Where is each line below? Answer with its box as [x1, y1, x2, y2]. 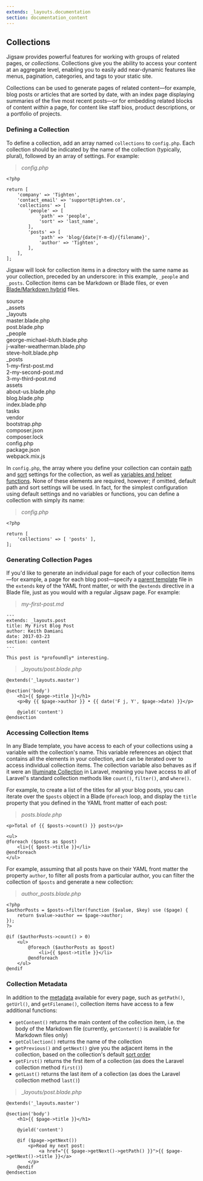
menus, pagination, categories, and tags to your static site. [6, 72, 153, 80]
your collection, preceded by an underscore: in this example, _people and [6, 272, 189, 280]
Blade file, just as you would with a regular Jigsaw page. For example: [6, 588, 181, 596]
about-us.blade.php [6, 387, 56, 395]
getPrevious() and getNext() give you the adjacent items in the [15, 1044, 173, 1051]
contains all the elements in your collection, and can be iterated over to [6, 755, 184, 763]
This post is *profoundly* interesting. [6, 654, 110, 660]
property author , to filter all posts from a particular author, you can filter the [6, 872, 195, 879]
